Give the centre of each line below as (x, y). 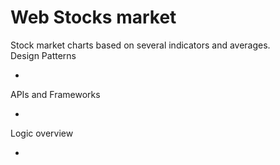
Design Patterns (43, 55)
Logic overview (42, 133)
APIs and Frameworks (55, 94)
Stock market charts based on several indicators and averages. (140, 45)
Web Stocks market (93, 17)
